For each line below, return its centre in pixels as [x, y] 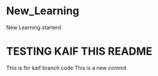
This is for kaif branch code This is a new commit [66, 68]
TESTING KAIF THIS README [79, 51]
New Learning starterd [34, 27]
